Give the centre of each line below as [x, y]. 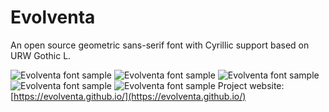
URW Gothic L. [41, 55]
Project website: [251, 85]
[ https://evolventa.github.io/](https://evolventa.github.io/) [128, 96]
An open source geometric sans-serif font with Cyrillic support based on [160, 45]
